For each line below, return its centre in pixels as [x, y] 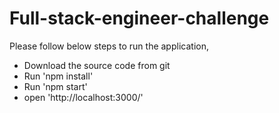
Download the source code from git [97, 65]
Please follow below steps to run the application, [109, 46]
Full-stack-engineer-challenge [139, 18]
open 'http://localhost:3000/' [83, 97]
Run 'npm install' [58, 76]
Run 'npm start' [55, 86]
